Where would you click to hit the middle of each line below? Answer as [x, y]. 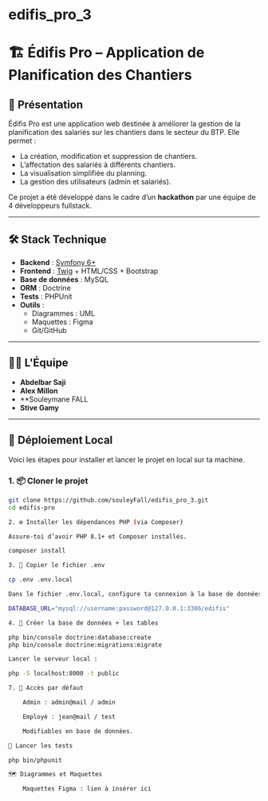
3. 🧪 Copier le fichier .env [57, 565]
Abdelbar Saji [43, 382]
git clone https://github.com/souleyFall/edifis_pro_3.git [108, 500]
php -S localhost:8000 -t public [64, 674]
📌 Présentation [46, 104]
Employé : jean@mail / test [69, 716]
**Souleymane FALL [54, 399]
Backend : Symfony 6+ [58, 262]
